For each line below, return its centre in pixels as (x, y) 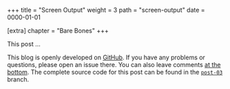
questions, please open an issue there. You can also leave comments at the (114, 65)
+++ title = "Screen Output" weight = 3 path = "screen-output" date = (106, 10)
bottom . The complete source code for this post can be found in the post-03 (115, 72)
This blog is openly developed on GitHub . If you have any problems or (106, 57)
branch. (18, 79)
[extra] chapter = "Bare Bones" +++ (58, 31)
